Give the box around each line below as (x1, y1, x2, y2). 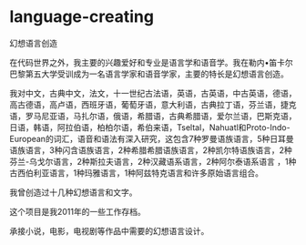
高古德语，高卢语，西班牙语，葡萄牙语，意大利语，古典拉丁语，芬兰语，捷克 (9, 98, 297, 110)
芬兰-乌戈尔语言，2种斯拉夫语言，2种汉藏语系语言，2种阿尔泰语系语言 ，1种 (9, 156, 297, 167)
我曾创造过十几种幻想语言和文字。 (9, 187, 138, 198)
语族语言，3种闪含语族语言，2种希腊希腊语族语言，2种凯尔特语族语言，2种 (9, 144, 293, 156)
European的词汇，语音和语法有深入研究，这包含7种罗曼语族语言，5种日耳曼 (9, 133, 294, 144)
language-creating (9, 6, 155, 27)
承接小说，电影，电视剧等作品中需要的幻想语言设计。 (9, 225, 209, 236)
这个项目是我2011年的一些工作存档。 (9, 206, 146, 217)
